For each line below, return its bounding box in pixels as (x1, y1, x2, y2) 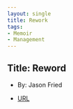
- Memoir (7, 29, 33, 37)
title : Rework (7, 17, 49, 24)
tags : (7, 23, 23, 30)
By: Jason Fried (17, 80, 63, 89)
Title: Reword (7, 62, 67, 74)
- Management (7, 36, 45, 43)
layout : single (7, 10, 51, 17)
